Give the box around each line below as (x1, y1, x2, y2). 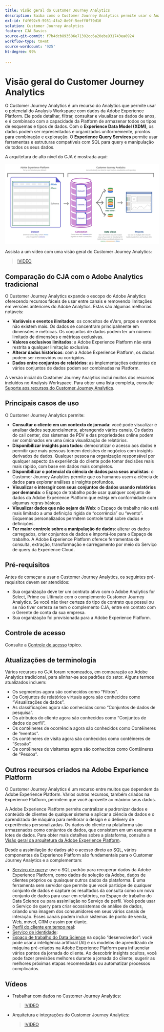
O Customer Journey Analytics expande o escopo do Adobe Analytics (5, 293, 146, 299)
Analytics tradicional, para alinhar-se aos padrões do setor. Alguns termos (5, 674, 154, 680)
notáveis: (5, 309, 23, 315)
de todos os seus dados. (5, 145, 55, 150)
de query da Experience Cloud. (12, 546, 75, 552)
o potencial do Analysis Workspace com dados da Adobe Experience (5, 108, 144, 114)
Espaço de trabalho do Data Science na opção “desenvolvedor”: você (12, 934, 153, 940)
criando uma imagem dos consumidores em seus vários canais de (12, 909, 145, 914)
